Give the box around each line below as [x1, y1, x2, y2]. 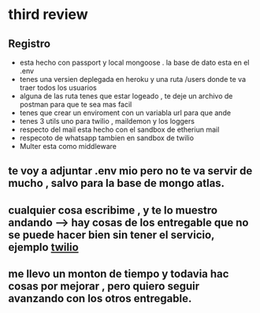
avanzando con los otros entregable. [8, 292, 192, 305]
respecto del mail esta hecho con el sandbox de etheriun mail [19, 125, 220, 134]
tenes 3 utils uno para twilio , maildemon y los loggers [19, 117, 195, 125]
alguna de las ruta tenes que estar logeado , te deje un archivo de [19, 91, 233, 100]
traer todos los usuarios [19, 83, 97, 92]
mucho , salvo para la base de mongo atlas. [8, 177, 225, 190]
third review [8, 6, 88, 24]
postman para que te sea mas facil [19, 100, 132, 109]
